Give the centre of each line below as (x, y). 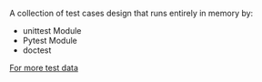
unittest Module (52, 31)
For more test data (44, 68)
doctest (37, 50)
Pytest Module (50, 41)
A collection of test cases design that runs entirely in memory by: (131, 13)
